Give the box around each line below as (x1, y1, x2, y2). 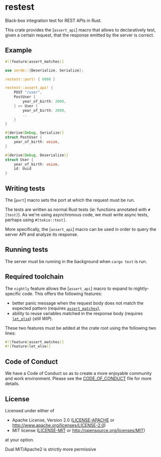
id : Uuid (14, 166, 32, 171)
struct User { (5, 157, 34, 162)
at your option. (5, 437, 35, 442)
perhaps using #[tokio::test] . (5, 217, 67, 223)
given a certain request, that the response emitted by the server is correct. (5, 32, 155, 38)
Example (5, 46, 32, 54)
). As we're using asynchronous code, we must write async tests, (18, 211, 149, 217)
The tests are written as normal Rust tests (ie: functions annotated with (5, 206, 147, 212)
